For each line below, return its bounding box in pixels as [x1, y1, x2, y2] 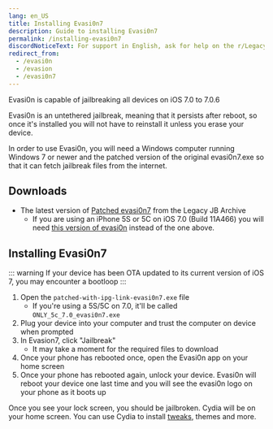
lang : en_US [8, 11, 49, 20]
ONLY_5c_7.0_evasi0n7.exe [32, 311, 120, 319]
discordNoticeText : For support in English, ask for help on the [8, 42, 234, 50]
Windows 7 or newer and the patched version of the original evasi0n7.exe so [8, 152, 264, 162]
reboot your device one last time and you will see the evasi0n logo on [19, 379, 253, 388]
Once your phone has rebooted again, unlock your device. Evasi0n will [19, 370, 257, 380]
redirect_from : [8, 50, 60, 58]
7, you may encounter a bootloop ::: [8, 277, 127, 287]
